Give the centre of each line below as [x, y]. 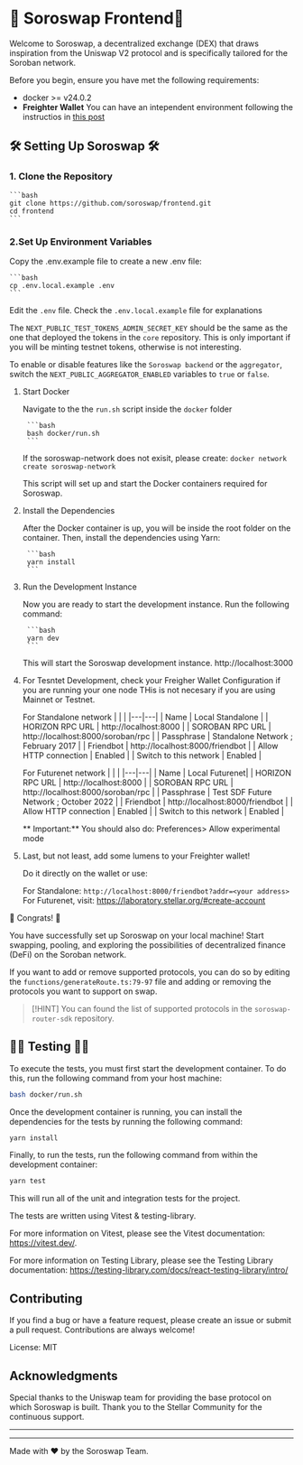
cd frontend [32, 211]
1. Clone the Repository [61, 177]
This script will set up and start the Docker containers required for [145, 483]
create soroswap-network [69, 467]
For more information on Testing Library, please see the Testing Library [141, 1261]
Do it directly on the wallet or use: [85, 873]
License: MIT [33, 1348]
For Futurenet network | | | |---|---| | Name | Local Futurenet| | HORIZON [156, 773]
